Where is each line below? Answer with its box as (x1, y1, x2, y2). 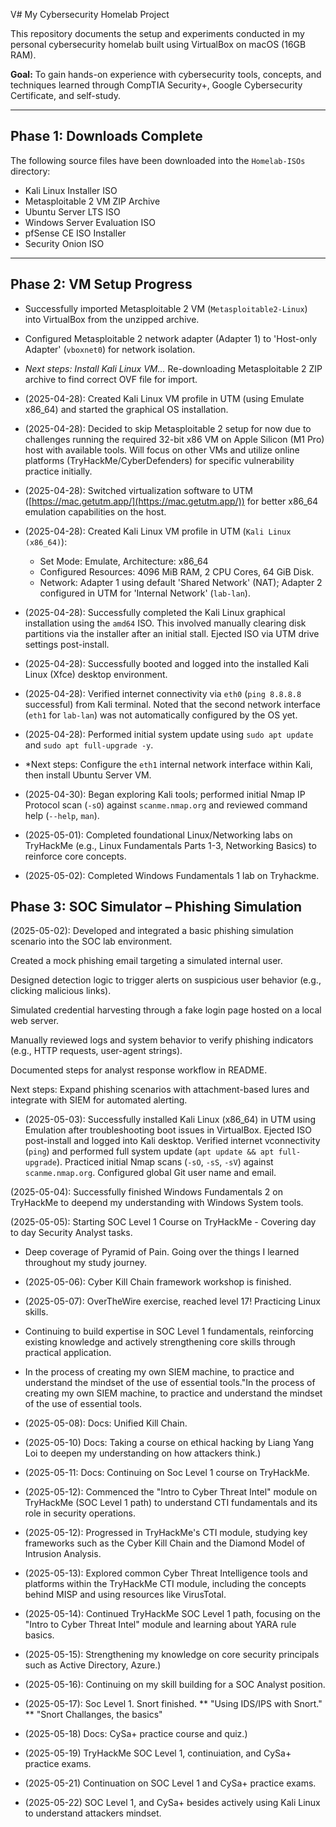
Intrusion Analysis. (24, 1548, 102, 1560)
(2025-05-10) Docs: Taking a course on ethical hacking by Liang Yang (24, 1437, 315, 1449)
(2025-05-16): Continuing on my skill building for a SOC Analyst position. (24, 1679, 326, 1691)
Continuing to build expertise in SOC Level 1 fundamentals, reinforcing (24, 1325, 314, 1338)
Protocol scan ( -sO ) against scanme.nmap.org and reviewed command (24, 799, 308, 811)
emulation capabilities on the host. (24, 505, 167, 518)
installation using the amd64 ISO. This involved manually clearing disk (24, 617, 307, 629)
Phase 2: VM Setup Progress (10, 276, 193, 293)
